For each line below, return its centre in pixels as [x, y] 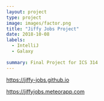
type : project [24, 18]
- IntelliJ [25, 46]
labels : [16, 40]
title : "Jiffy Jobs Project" [43, 29]
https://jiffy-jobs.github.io [38, 80]
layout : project [26, 12]
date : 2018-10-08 [28, 34]
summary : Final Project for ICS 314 [52, 62]
